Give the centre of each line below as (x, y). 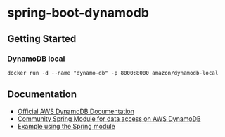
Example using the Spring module (66, 126)
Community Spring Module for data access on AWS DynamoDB (109, 118)
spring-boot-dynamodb (78, 13)
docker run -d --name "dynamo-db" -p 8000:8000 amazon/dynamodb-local (113, 73)
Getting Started (42, 39)
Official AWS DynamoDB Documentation (76, 111)
